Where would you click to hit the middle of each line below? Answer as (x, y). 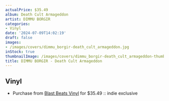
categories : (18, 24)
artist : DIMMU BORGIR (28, 19)
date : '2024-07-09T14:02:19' (36, 33)
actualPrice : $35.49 (27, 10)
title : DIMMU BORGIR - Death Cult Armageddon (54, 61)
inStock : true (20, 51)
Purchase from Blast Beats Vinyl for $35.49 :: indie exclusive (75, 93)
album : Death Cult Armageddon (37, 14)
